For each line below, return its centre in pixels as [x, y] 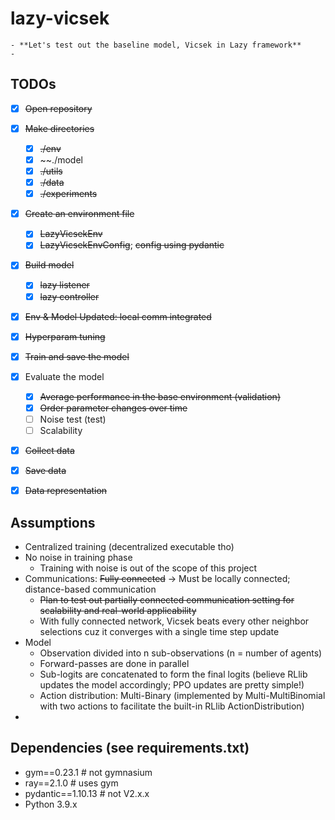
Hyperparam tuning [65, 336]
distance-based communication [90, 589]
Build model [49, 265]
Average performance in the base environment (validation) [160, 396]
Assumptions [53, 522]
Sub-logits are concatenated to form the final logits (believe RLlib [173, 674]
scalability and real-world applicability [118, 611]
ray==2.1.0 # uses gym [71, 783]
